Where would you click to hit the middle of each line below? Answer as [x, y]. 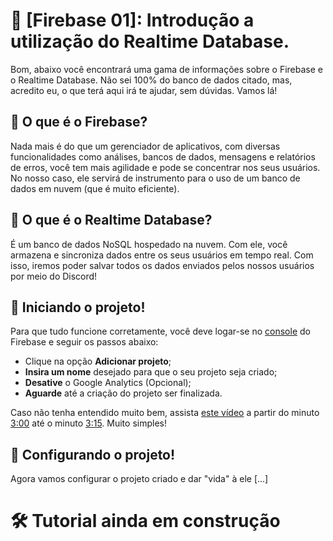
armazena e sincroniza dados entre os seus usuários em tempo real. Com [162, 255]
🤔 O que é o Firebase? [79, 122]
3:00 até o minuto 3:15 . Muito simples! [88, 423]
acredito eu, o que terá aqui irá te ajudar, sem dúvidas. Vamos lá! [144, 90]
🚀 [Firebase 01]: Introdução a [132, 20]
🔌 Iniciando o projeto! [78, 307]
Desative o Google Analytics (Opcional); [108, 383]
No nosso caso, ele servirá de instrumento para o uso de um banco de [155, 178]
